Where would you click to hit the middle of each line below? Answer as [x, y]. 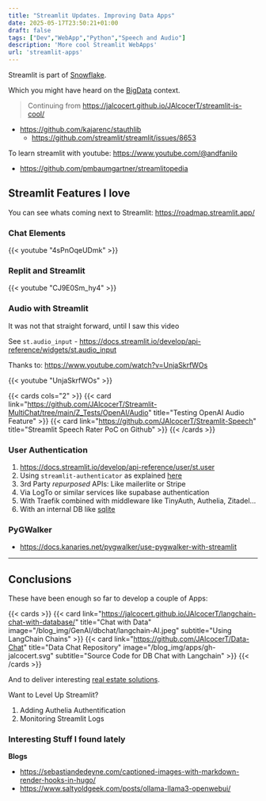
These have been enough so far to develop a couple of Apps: [108, 598]
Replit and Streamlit [47, 271]
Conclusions [40, 579]
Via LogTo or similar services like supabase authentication [114, 492]
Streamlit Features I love [69, 194]
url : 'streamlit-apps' [46, 52]
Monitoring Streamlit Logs [62, 719]
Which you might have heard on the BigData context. [94, 90]
